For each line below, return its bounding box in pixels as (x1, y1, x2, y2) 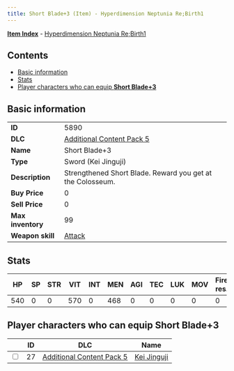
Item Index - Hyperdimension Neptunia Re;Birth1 (7, 29, 146, 38)
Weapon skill (10, 231, 55, 241)
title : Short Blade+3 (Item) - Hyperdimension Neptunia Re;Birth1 (7, 10, 204, 17)
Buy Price (10, 188, 44, 198)
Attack (63, 231, 86, 241)
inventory (10, 220, 44, 229)
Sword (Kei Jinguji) (63, 157, 127, 167)
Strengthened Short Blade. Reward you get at (63, 168, 212, 178)
